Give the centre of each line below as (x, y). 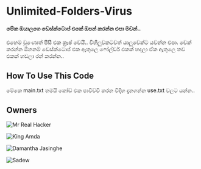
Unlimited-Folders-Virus (69, 11)
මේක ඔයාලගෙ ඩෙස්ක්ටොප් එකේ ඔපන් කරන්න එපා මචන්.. (74, 28)
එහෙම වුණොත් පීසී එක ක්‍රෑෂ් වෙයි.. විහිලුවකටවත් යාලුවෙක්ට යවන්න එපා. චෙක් (99, 42)
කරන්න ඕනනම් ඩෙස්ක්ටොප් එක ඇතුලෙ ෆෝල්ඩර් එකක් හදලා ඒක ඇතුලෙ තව (96, 49)
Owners (22, 110)
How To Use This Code (50, 75)
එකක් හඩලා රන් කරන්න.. (35, 56)
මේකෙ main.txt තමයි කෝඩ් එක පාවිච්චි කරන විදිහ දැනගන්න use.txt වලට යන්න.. (100, 90)
